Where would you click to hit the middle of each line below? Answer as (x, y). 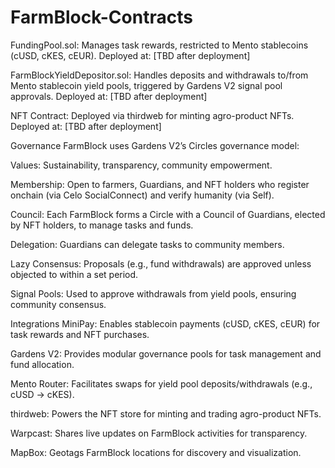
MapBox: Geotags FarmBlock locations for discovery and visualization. (156, 452)
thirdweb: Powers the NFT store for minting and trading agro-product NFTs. (166, 413)
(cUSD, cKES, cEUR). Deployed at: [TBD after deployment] (130, 55)
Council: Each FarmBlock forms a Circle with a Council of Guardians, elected (168, 214)
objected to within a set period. (74, 274)
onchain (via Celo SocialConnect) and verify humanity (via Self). (142, 195)
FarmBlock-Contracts (101, 17)
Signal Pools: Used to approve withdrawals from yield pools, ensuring (153, 293)
